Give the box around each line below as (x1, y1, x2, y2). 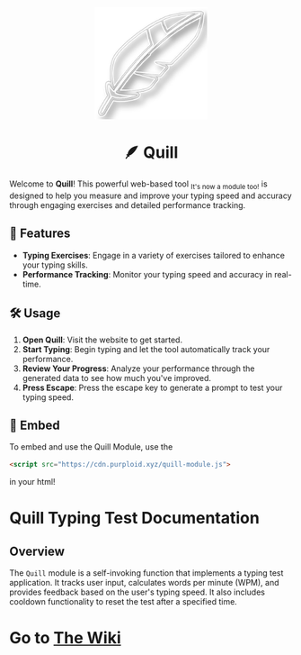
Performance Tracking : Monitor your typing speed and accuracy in (22, 268, 272, 279)
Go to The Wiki (9, 628, 121, 649)
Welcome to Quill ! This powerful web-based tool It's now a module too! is (9, 178, 268, 191)
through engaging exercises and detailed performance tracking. (9, 199, 246, 210)
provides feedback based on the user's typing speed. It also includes (9, 587, 265, 597)
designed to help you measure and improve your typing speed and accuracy (9, 190, 292, 201)
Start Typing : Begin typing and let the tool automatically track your (22, 343, 270, 354)
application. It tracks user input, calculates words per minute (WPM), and (9, 578, 280, 588)
